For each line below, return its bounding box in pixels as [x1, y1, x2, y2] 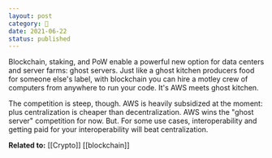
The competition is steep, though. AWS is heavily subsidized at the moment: [8, 99, 263, 108]
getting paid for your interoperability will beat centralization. [8, 125, 209, 134]
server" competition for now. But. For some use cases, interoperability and [8, 116, 257, 126]
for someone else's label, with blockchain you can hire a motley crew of [8, 74, 248, 84]
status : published [8, 34, 71, 43]
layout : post [8, 11, 53, 20]
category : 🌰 [8, 20, 49, 28]
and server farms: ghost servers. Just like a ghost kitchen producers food [8, 66, 255, 76]
